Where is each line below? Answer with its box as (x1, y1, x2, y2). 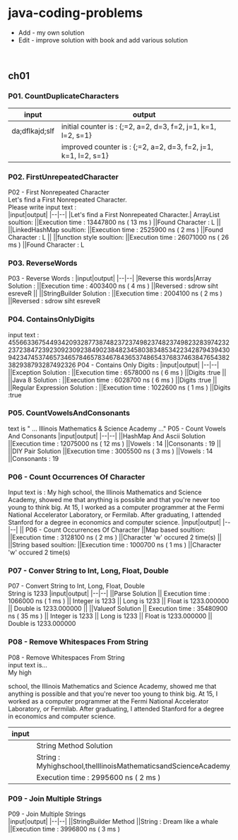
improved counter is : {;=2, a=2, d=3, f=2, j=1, (61, 141, 214, 151)
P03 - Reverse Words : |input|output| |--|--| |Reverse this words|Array (8, 274, 212, 283)
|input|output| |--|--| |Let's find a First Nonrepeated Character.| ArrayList (8, 210, 220, 218)
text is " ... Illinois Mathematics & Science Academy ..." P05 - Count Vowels (8, 424, 227, 433)
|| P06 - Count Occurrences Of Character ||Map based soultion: (19, 525, 206, 535)
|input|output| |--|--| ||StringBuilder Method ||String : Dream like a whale (8, 817, 218, 825)
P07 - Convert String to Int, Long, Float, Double (8, 582, 145, 590)
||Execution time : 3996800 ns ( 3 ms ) (8, 825, 121, 833)
